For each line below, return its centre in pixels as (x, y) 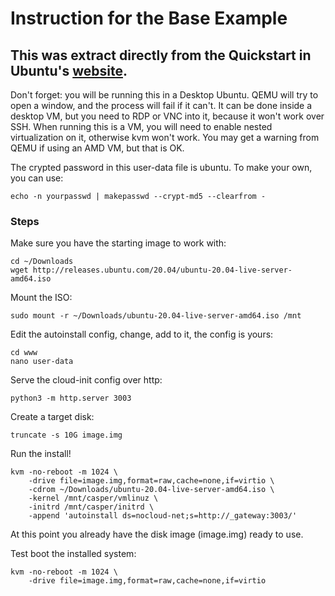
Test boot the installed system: (73, 554)
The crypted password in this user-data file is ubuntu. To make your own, (161, 167)
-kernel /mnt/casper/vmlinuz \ (93, 498)
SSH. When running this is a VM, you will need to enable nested (141, 126)
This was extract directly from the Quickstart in (161, 55)
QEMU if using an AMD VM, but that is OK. (97, 148)
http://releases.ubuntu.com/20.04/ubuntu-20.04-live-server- (162, 270)
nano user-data (42, 362)
